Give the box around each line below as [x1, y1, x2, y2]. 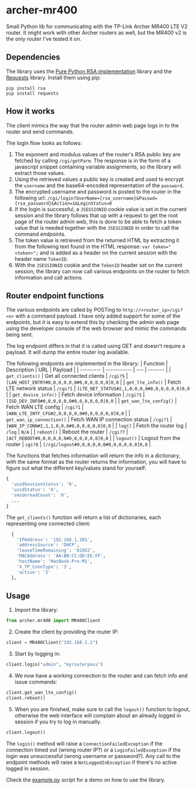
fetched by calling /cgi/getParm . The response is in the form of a [14, 157, 171, 164]
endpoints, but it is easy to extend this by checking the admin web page [6, 319, 180, 326]
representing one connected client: [6, 520, 91, 527]
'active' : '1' [16, 569, 51, 575]
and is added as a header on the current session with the [40, 249, 177, 256]
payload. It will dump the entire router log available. [6, 349, 130, 356]
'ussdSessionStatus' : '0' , [11, 481, 77, 487]
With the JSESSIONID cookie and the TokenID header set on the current [14, 261, 183, 268]
